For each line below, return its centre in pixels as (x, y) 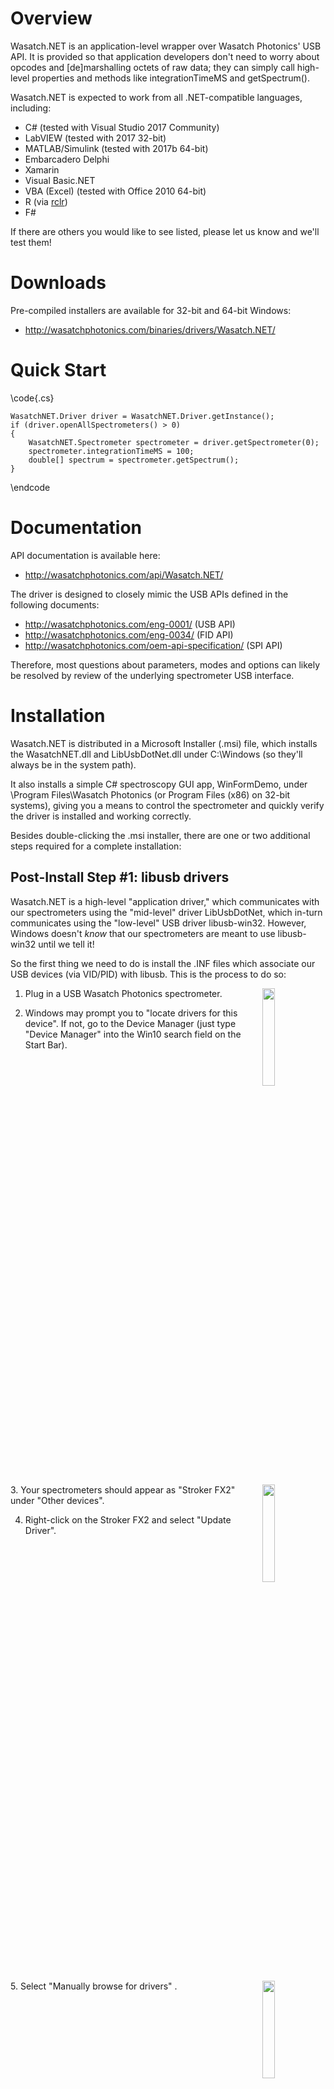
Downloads (58, 283)
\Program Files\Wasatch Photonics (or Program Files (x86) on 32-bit (150, 794)
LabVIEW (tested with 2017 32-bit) (95, 138)
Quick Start (58, 370)
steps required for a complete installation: (96, 846)
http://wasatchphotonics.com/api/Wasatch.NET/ (124, 574)
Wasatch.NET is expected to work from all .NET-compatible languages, (156, 97)
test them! (31, 242)
